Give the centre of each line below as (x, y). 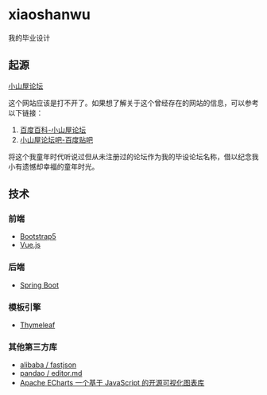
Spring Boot (39, 285)
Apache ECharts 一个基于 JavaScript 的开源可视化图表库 (112, 383)
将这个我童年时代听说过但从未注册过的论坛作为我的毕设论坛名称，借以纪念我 (133, 156)
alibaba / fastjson (48, 365)
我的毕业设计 (29, 37)
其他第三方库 (33, 346)
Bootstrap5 (38, 237)
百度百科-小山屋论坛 (53, 130)
